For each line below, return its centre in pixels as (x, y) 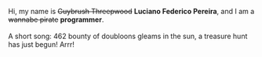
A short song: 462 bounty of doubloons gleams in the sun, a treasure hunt (128, 36)
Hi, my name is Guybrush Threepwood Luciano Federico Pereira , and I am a (131, 11)
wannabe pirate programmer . (56, 20)
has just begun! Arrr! (41, 45)
